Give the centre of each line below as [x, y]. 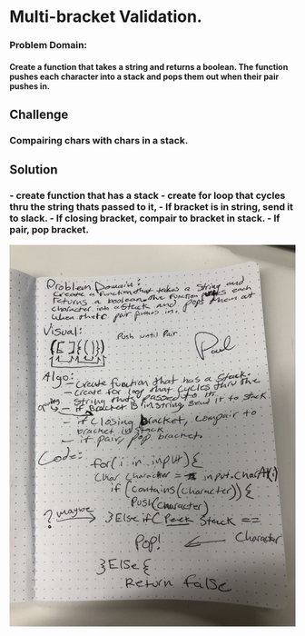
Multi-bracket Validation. [106, 17]
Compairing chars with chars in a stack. [99, 141]
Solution [34, 170]
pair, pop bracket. [49, 230]
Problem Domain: [49, 45]
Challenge [39, 115]
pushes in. [30, 86]
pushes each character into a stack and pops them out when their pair [144, 76]
